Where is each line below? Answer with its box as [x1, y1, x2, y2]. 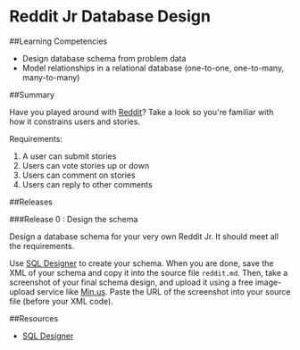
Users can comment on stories [21, 170, 136, 180]
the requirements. [9, 240, 75, 251]
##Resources [9, 312, 59, 323]
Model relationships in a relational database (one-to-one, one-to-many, [21, 62, 284, 73]
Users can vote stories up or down [21, 160, 150, 171]
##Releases [9, 196, 54, 207]
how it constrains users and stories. [9, 116, 141, 127]
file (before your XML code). [9, 296, 113, 306]
